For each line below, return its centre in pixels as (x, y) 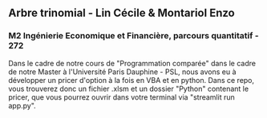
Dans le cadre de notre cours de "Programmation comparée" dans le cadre (132, 63)
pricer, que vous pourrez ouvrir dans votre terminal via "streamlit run (121, 97)
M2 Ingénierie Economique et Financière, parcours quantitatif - (133, 36)
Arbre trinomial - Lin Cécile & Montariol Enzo (121, 13)
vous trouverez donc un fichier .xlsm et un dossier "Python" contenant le (129, 88)
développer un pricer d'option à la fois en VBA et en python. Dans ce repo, (131, 80)
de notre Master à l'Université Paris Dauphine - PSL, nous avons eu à (122, 72)
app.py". (22, 105)
